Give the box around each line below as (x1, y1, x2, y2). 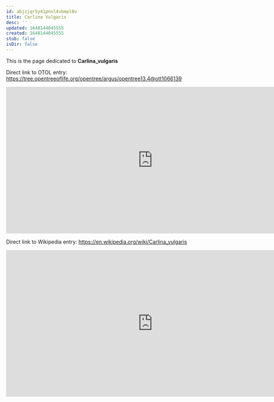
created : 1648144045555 (6, 31, 64, 36)
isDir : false (6, 42, 38, 48)
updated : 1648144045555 (6, 25, 64, 31)
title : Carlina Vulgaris (6, 14, 67, 20)
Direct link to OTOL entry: (6, 69, 67, 76)
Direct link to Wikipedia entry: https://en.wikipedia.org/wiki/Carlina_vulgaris (6, 238, 187, 245)
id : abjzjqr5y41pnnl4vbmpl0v (6, 8, 77, 15)
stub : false (6, 36, 35, 42)
